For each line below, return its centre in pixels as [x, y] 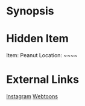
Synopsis [30, 11]
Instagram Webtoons [32, 96]
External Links [43, 80]
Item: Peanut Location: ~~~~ [42, 55]
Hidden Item [38, 39]
